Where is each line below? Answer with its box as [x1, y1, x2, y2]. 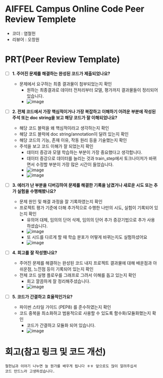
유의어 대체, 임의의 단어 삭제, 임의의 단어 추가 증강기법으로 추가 [26, 217, 146, 223]
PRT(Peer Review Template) [5, 54, 120, 65]
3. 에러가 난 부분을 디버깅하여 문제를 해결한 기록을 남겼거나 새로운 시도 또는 [12, 182, 153, 188]
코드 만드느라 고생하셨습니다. [5, 369, 55, 374]
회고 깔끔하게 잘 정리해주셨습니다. [26, 278, 91, 284]
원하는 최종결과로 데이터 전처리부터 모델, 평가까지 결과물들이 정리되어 [26, 87, 158, 93]
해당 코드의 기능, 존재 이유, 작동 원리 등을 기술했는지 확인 [19, 137, 127, 143]
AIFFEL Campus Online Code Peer [5, 3, 145, 15]
